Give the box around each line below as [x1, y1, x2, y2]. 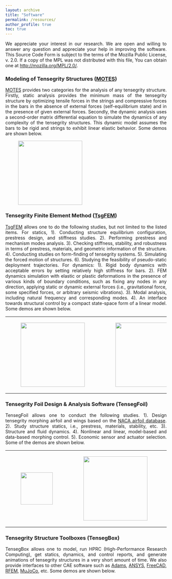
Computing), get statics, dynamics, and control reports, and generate [5, 551, 167, 557]
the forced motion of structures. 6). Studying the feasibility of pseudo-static [5, 256, 167, 262]
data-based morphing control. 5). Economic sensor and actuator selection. [5, 434, 167, 440]
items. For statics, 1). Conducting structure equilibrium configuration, [5, 229, 167, 235]
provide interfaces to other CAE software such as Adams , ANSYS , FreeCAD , [5, 563, 167, 569]
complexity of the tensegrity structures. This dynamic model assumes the [5, 120, 167, 126]
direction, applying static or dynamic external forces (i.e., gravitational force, [5, 283, 167, 290]
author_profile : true [5, 22, 52, 27]
